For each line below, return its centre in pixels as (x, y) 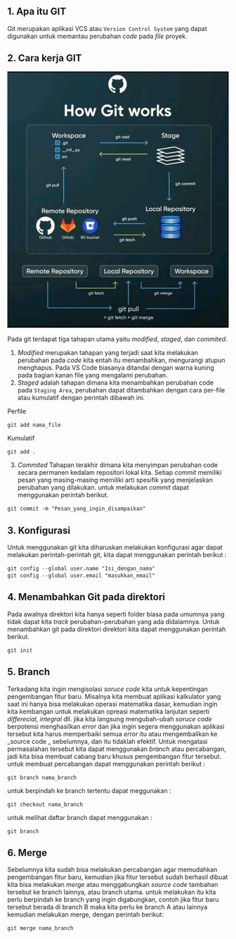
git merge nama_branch (40, 928)
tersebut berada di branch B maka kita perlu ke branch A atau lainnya (107, 907)
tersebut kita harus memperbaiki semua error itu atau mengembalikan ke (112, 734)
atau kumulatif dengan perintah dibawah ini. (81, 398)
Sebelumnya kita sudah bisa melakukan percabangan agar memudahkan (112, 870)
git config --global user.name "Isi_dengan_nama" (81, 569)
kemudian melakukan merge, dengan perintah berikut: (85, 914)
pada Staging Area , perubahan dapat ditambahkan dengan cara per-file (121, 390)
